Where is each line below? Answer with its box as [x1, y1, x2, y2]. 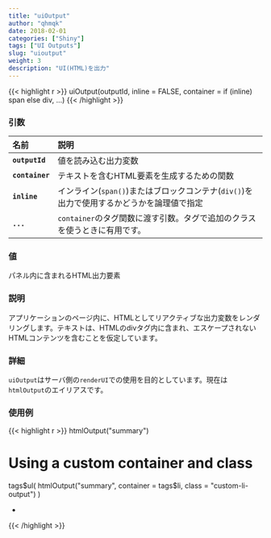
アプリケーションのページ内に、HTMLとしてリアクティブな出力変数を [8, 312, 240, 323]
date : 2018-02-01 [8, 27, 67, 35]
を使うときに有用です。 [57, 225, 147, 236]
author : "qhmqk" [8, 19, 63, 27]
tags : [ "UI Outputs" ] [8, 42, 81, 50]
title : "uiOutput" [8, 11, 70, 20]
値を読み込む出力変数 [57, 155, 139, 166]
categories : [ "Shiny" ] [8, 34, 85, 43]
